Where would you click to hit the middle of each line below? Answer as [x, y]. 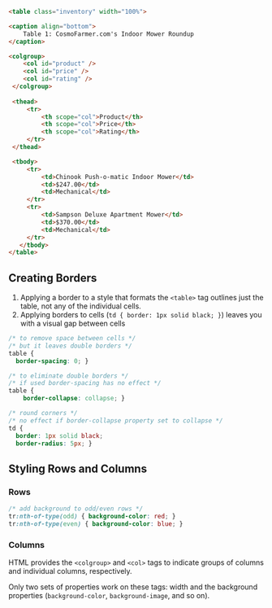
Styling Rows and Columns [78, 468]
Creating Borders [53, 278]
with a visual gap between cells [73, 324]
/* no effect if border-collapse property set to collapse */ [116, 420]
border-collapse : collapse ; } [74, 399]
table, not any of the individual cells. [81, 306]
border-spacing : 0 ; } [52, 361]
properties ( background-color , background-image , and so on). [109, 596]
